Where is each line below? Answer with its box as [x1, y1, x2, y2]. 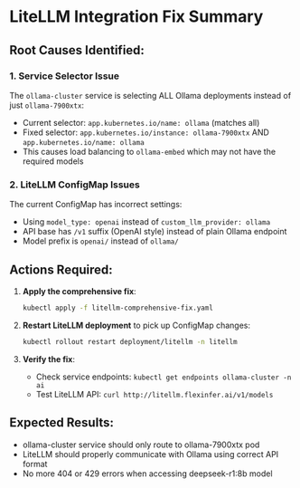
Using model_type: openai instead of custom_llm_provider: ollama [22, 216, 271, 227]
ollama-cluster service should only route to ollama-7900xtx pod [22, 439, 260, 450]
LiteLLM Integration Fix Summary [9, 6, 264, 27]
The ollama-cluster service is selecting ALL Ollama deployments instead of [9, 90, 292, 100]
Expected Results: [9, 415, 115, 431]
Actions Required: [9, 262, 113, 277]
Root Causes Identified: [9, 43, 145, 58]
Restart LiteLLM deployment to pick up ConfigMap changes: [22, 320, 251, 330]
